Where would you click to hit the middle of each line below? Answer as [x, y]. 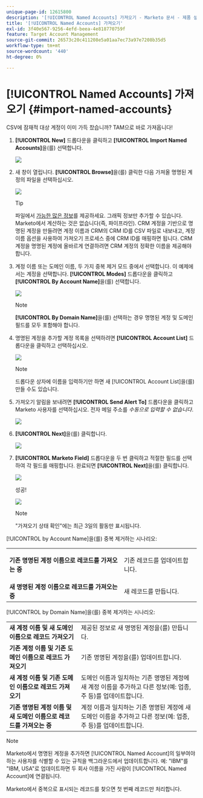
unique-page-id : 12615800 [39, 12]
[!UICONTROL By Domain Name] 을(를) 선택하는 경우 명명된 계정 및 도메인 [104, 317]
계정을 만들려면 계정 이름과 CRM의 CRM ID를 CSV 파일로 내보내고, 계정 [111, 230]
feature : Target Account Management [52, 35]
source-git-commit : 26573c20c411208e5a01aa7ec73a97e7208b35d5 [86, 40]
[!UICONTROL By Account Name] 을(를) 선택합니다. [78, 281]
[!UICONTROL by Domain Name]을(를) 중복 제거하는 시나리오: [81, 612]
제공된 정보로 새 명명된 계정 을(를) [125, 628]
